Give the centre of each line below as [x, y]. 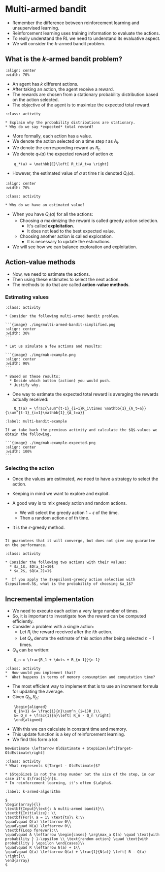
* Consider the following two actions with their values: [66, 562]
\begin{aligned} [31, 707]
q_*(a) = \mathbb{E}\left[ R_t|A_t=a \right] [62, 164]
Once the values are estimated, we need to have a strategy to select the [85, 479]
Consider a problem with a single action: [53, 626]
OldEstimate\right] [25, 753]
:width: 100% [18, 452]
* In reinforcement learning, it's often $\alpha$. [59, 783]
